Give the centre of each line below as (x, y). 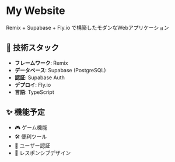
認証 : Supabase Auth (40, 78)
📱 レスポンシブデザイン (43, 153)
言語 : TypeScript (34, 92)
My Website (36, 11)
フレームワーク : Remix (41, 63)
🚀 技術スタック (33, 48)
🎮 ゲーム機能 (31, 127)
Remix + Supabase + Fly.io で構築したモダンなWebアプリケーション (87, 27)
